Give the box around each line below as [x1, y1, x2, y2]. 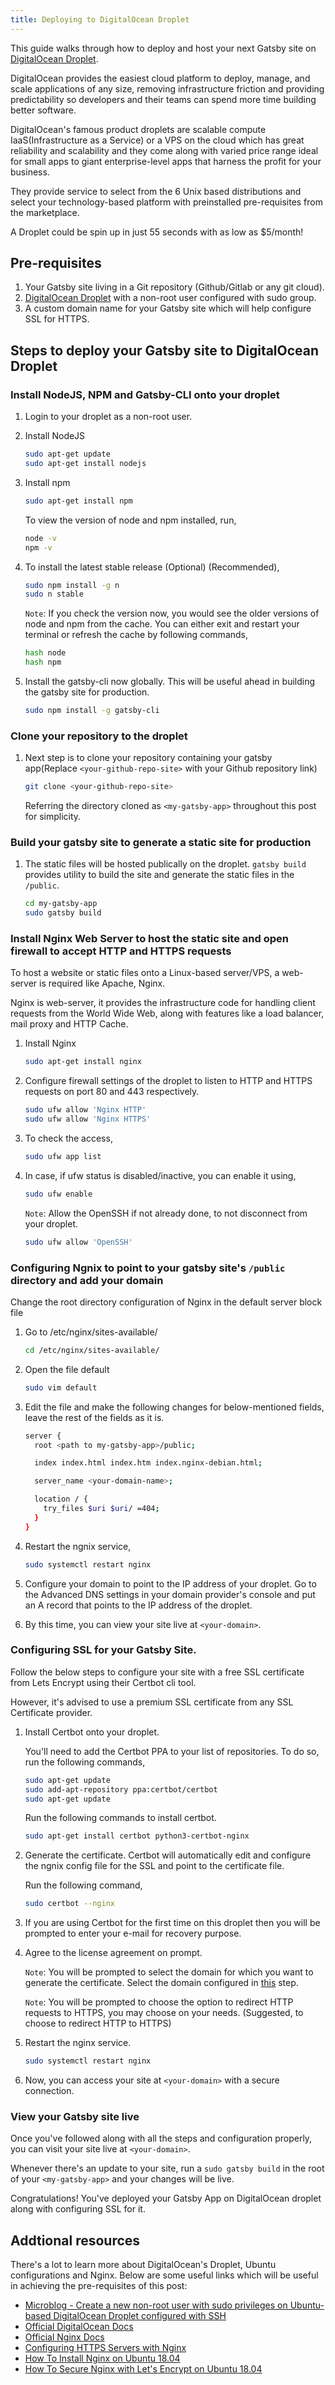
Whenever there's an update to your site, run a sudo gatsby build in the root [10, 2162, 325, 2175]
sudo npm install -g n [24, 580, 120, 590]
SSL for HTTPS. [24, 313, 90, 325]
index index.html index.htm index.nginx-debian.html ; [34, 1458, 263, 1468]
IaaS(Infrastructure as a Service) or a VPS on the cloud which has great [10, 134, 305, 146]
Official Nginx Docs [24, 2331, 105, 2343]
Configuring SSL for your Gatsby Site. [10, 1643, 197, 1657]
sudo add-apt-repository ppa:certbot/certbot [24, 1784, 218, 1795]
